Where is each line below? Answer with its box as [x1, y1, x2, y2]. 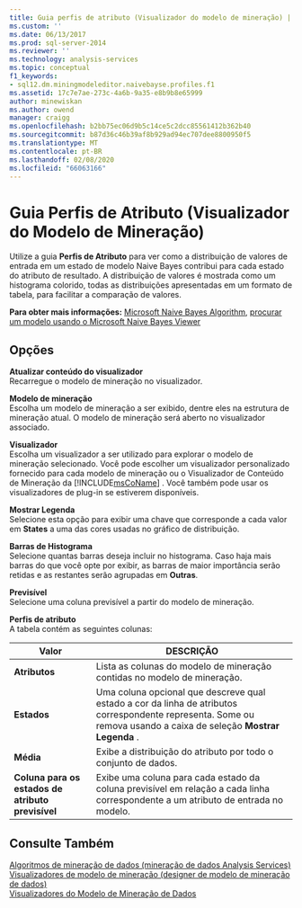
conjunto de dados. [95, 757, 178, 770]
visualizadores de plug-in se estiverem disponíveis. [9, 487, 200, 498]
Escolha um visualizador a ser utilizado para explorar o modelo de [9, 449, 253, 459]
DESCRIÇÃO [165, 645, 218, 657]
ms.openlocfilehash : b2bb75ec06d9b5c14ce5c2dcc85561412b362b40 [9, 122, 252, 131]
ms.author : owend [9, 105, 75, 114]
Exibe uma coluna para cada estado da [95, 771, 261, 784]
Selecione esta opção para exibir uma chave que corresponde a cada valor [9, 514, 288, 525]
